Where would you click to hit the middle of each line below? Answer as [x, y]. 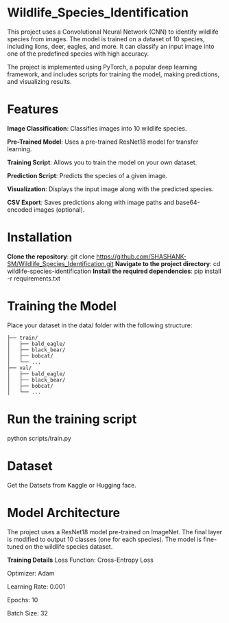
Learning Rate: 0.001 [36, 587]
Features [33, 110]
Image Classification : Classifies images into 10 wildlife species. [97, 128]
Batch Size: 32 [27, 613]
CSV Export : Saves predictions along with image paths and [91, 202]
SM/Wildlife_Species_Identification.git [60, 263]
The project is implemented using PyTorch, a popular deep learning [102, 67]
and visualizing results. [39, 81]
